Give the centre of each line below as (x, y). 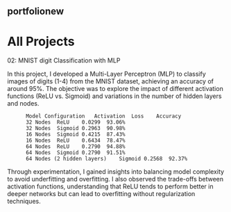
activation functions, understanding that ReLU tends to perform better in (110, 186)
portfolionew (36, 11)
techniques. (24, 202)
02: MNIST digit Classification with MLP (64, 60)
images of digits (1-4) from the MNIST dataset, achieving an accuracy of (110, 81)
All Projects (41, 41)
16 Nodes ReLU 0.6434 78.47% (76, 141)
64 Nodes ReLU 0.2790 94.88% (76, 147)
